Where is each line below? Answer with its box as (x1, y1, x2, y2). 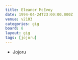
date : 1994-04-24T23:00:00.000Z (5, 12, 73, 17)
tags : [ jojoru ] (5, 35, 37, 40)
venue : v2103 (5, 16, 33, 21)
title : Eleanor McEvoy (5, 7, 53, 12)
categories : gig (5, 21, 39, 26)
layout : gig (5, 30, 30, 35)
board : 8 (5, 26, 24, 31)
